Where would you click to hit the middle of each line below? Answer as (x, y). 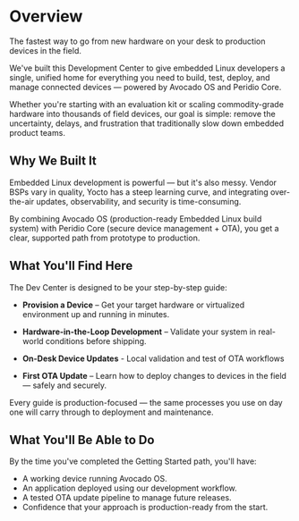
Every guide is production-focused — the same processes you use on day (146, 402)
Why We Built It (53, 161)
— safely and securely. (64, 385)
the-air (21, 201)
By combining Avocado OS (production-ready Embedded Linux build (136, 218)
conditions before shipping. (96, 340)
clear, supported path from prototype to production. (105, 238)
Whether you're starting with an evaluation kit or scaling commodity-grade (147, 104)
